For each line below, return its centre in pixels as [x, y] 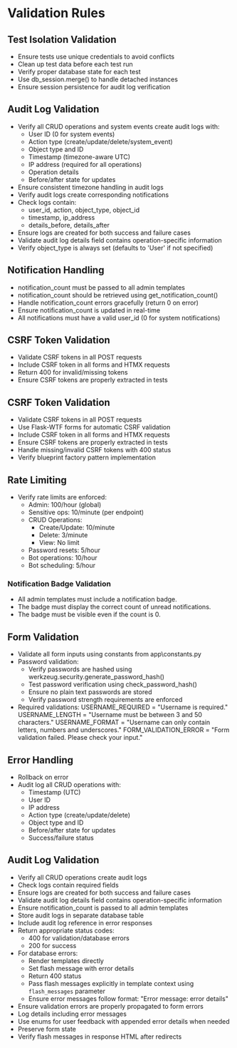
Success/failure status [61, 838]
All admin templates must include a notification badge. [98, 599]
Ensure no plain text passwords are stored [90, 692]
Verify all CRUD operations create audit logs [82, 877]
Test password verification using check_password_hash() [113, 685]
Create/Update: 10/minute [77, 528]
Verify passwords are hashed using [80, 669]
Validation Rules [56, 13]
